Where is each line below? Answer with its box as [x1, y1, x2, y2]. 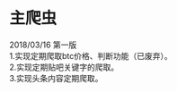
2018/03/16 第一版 [9, 39, 77, 50]
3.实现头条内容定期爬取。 [9, 72, 103, 83]
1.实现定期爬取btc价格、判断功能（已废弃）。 [9, 50, 173, 61]
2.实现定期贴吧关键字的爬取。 [9, 62, 119, 72]
